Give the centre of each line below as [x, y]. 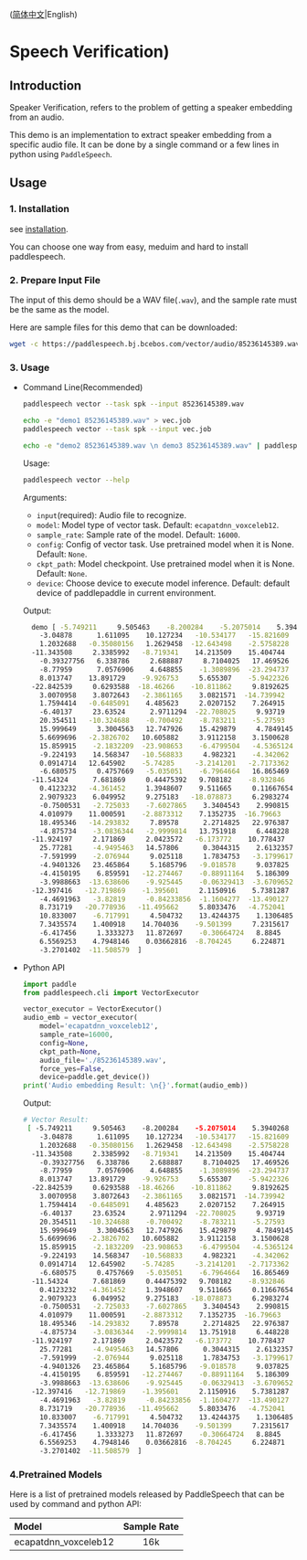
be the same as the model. [59, 309]
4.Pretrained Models [56, 1475]
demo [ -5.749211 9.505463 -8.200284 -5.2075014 [146, 627]
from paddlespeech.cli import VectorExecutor [111, 992]
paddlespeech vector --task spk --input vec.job [117, 429]
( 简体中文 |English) [43, 14]
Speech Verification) [90, 52]
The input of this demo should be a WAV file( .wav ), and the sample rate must [153, 300]
